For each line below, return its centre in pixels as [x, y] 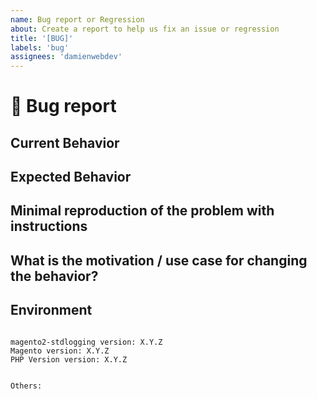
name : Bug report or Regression [77, 19]
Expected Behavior [71, 177]
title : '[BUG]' [42, 38]
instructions [49, 226]
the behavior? [54, 276]
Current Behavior [65, 142]
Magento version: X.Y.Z [60, 351]
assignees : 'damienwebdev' [66, 57]
